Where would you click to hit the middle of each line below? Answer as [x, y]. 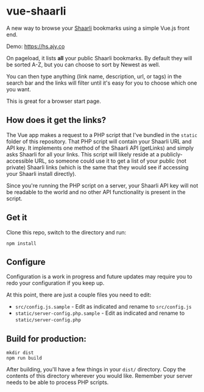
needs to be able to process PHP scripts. [58, 382]
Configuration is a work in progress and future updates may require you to [100, 277]
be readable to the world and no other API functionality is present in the [96, 192]
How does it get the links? [56, 120]
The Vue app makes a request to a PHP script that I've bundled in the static [102, 135]
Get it [17, 218]
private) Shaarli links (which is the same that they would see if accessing [97, 167]
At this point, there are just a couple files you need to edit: [79, 295]
